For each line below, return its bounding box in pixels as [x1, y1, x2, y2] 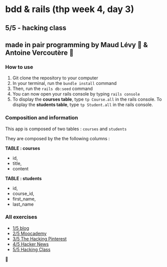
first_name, [12, 196, 36, 202]
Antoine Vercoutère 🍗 [5, 48, 74, 57]
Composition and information [5, 114, 79, 121]
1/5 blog [12, 225, 29, 231]
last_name [12, 201, 34, 207]
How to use [5, 63, 34, 70]
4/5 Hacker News [12, 241, 49, 247]
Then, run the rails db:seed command [12, 85, 93, 92]
